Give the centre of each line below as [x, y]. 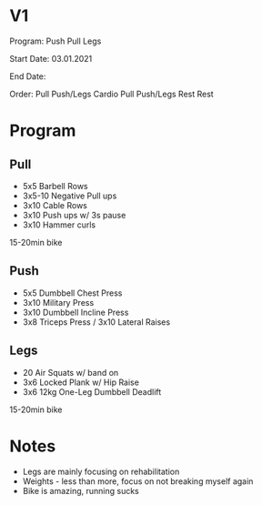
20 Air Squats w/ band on [71, 372]
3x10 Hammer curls [59, 225]
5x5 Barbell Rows [55, 186]
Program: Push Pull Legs [55, 41]
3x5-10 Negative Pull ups [70, 196]
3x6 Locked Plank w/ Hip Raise [81, 382]
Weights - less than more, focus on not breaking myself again [138, 481]
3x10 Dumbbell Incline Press [76, 312]
